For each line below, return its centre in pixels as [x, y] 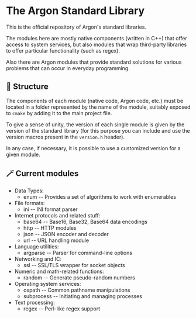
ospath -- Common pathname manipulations [77, 290]
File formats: [30, 203]
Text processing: [35, 302]
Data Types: [29, 191]
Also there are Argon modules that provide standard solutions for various [94, 62]
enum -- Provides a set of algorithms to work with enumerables [100, 196]
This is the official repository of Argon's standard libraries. [76, 27]
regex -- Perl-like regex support [62, 309]
